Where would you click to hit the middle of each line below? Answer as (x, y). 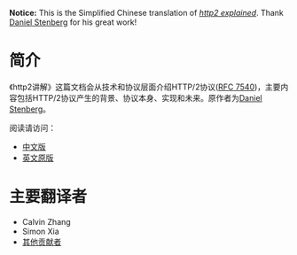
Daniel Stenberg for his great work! (73, 22)
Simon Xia (40, 231)
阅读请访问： (32, 127)
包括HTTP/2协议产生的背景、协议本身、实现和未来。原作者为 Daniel (140, 97)
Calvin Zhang (46, 221)
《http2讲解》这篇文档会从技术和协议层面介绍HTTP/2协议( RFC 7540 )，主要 (145, 87)
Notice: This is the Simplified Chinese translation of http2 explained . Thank (146, 13)
